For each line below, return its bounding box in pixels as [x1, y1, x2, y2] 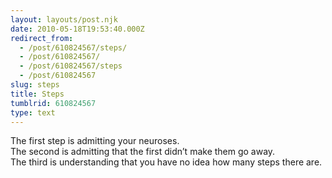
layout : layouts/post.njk [10, 14, 118, 25]
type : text [10, 107, 56, 118]
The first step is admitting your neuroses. [10, 135, 180, 147]
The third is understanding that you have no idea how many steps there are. [10, 156, 323, 168]
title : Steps [10, 89, 65, 99]
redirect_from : [10, 33, 74, 43]
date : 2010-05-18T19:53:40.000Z [10, 24, 145, 34]
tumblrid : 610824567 [10, 98, 97, 108]
